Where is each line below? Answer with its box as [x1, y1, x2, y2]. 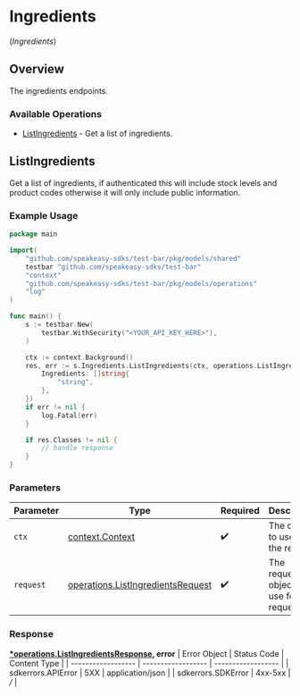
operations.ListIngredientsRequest [67, 579, 212, 591]
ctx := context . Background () [25, 353, 134, 362]
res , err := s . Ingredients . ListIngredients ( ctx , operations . [25, 361, 257, 370]
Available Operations [9, 107, 103, 120]
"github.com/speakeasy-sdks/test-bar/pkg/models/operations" [25, 279, 257, 288]
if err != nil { [25, 402, 87, 412]
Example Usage [9, 209, 79, 222]
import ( [9, 246, 38, 256]
